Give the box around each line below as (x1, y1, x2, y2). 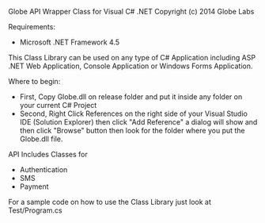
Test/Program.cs (8, 206, 62, 215)
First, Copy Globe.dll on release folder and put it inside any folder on (19, 92, 243, 102)
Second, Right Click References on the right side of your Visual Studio (19, 109, 248, 118)
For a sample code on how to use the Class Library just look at (8, 198, 211, 206)
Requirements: (8, 22, 55, 31)
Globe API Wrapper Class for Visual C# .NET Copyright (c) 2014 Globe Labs (8, 7, 255, 16)
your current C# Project (19, 101, 97, 110)
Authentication (19, 165, 68, 174)
